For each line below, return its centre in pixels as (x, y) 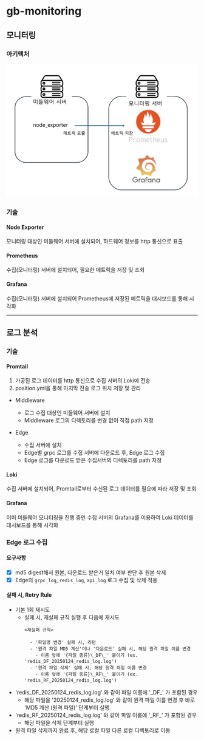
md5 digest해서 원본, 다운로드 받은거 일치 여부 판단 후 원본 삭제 (90, 572)
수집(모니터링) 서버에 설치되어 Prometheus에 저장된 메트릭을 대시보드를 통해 (97, 298)
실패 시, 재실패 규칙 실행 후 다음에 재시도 (72, 617)
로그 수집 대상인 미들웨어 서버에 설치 (67, 413)
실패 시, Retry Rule (29, 595)
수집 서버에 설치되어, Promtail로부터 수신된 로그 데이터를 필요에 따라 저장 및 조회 (101, 489)
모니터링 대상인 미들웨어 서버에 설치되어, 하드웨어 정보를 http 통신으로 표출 (95, 242)
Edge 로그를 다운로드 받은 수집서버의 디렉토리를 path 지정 (93, 460)
